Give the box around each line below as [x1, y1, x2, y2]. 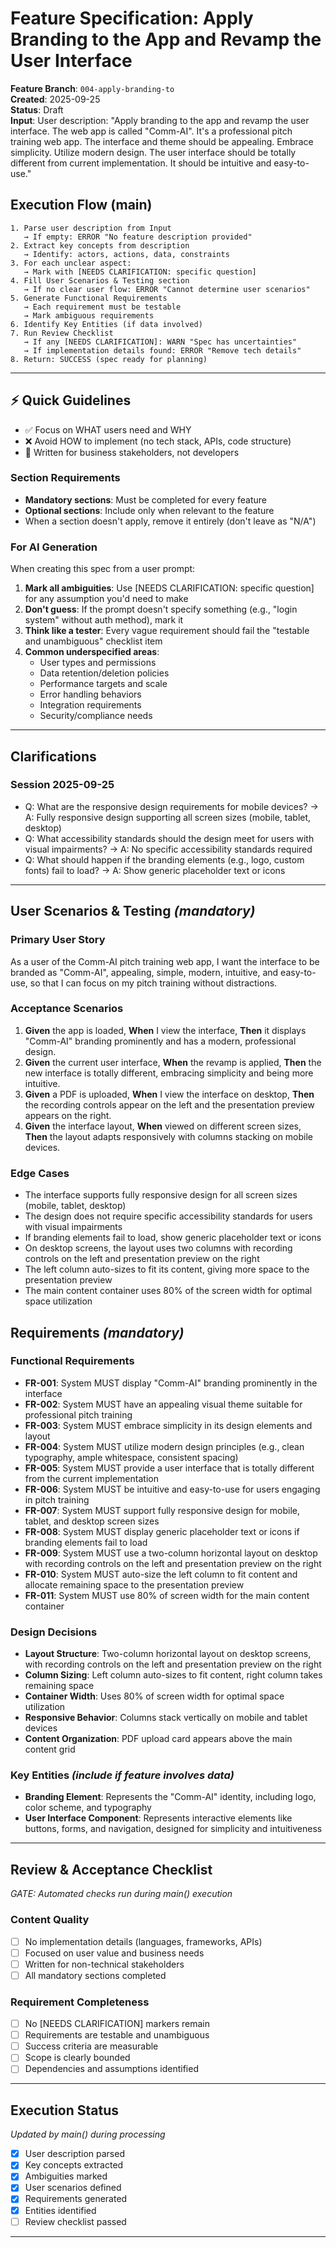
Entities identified [24, 2204, 97, 2216]
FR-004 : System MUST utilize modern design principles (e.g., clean [24, 1440, 305, 1452]
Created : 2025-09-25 [10, 93, 101, 105]
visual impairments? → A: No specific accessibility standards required [24, 843, 313, 855]
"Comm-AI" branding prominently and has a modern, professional [24, 1035, 297, 1047]
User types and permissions [39, 657, 157, 669]
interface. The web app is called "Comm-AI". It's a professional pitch [10, 125, 293, 137]
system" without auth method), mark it [24, 614, 184, 626]
